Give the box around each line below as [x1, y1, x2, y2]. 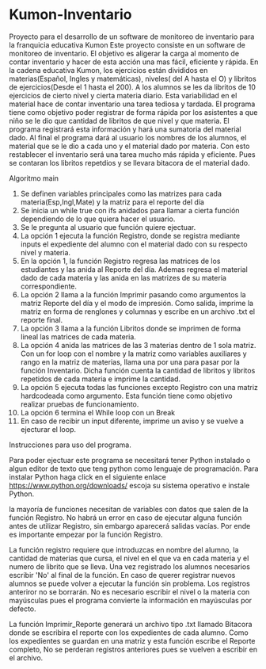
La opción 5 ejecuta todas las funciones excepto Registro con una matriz [20, 382, 258, 392]
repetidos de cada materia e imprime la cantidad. [20, 374, 181, 384]
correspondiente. [20, 281, 78, 291]
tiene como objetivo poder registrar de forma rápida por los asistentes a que [9, 107, 258, 117]
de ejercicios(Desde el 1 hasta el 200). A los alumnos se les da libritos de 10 [9, 82, 256, 92]
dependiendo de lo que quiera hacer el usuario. [20, 214, 176, 224]
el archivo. [9, 652, 44, 663]
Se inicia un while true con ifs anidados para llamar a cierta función [20, 205, 240, 215]
